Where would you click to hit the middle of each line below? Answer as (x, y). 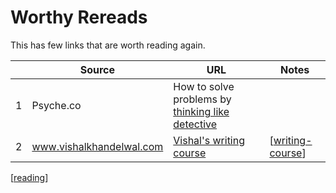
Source (97, 69)
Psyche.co (56, 105)
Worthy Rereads (79, 17)
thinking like (201, 111)
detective (195, 124)
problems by (202, 99)
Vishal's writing (209, 140)
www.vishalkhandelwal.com (97, 146)
